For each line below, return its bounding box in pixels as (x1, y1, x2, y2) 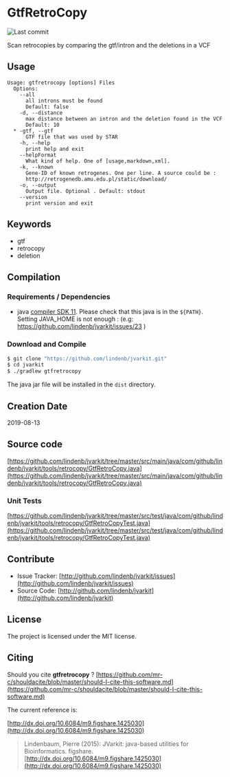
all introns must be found (25, 97, 103, 104)
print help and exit (25, 145, 84, 152)
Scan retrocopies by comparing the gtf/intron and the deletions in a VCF (7, 41, 211, 49)
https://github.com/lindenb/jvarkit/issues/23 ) (16, 322, 146, 331)
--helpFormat (19, 152, 57, 158)
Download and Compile (7, 340, 87, 349)
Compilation (7, 271, 60, 283)
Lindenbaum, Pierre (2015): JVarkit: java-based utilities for (23, 739, 189, 748)
